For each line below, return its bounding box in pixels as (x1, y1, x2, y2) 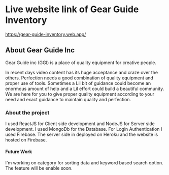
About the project (5, 109, 50, 116)
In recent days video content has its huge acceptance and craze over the (5, 69, 158, 75)
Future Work (5, 149, 32, 155)
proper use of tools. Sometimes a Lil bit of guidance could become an (5, 80, 151, 86)
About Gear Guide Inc (5, 46, 75, 54)
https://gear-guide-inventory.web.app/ (5, 31, 86, 37)
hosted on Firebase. (5, 137, 47, 143)
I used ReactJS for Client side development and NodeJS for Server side (5, 121, 155, 127)
